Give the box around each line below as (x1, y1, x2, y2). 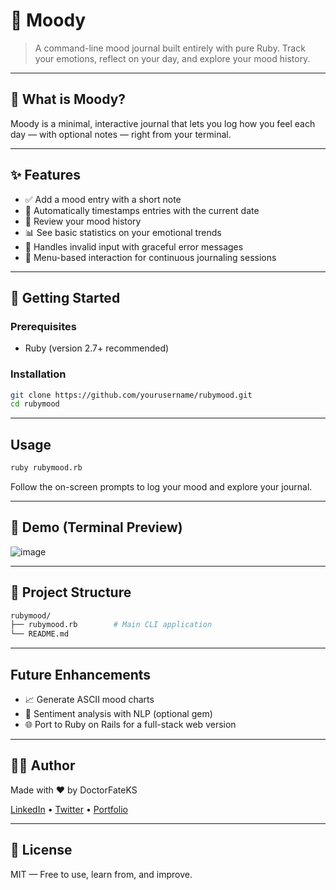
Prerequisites (10, 319, 77, 333)
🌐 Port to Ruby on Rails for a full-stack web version (24, 719, 237, 731)
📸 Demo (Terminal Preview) (10, 519, 183, 536)
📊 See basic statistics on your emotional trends (24, 226, 222, 238)
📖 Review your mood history (24, 215, 142, 227)
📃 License (10, 842, 73, 859)
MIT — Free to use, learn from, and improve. (10, 868, 193, 880)
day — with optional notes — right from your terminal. (10, 128, 232, 140)
